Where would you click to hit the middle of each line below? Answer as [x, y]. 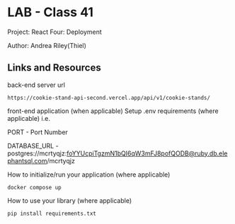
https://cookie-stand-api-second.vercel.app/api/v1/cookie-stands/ [109, 98]
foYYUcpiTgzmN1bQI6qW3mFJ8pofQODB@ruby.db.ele [147, 153]
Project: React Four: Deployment [55, 32]
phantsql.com [27, 160]
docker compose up [34, 187]
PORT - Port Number [38, 132]
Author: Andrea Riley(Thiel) [47, 45]
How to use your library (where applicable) [70, 200]
